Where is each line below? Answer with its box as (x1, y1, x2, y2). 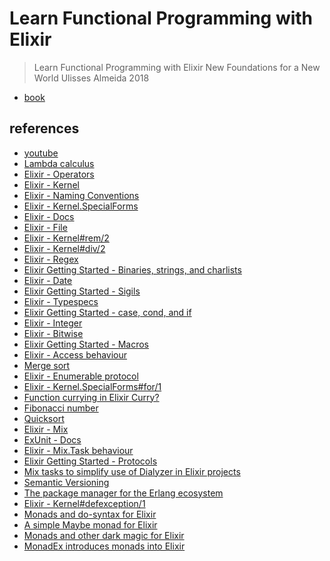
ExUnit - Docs (23, 433, 82, 446)
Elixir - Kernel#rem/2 (23, 232, 110, 244)
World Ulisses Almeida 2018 (33, 72, 150, 84)
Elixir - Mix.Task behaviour (23, 444, 134, 456)
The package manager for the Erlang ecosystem (23, 487, 224, 499)
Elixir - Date (23, 274, 73, 286)
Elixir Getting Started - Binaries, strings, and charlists (23, 263, 242, 276)
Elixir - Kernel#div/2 (23, 242, 106, 254)
